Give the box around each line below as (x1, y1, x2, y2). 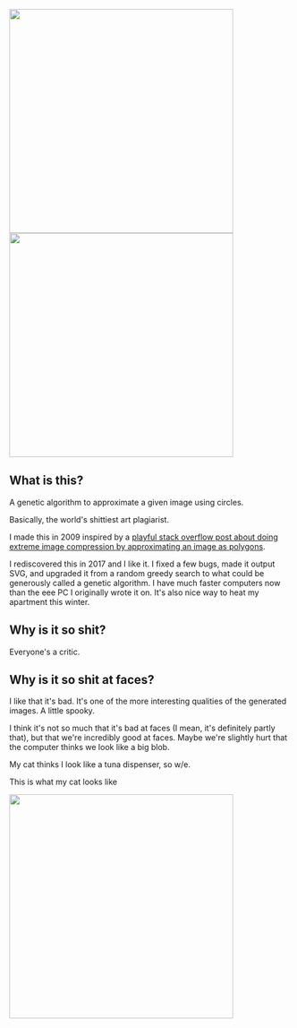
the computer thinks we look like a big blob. (9, 742, 170, 753)
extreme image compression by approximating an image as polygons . (9, 540, 266, 551)
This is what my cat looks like (9, 776, 118, 788)
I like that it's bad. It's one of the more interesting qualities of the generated (9, 695, 287, 707)
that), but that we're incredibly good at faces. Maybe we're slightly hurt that (9, 732, 288, 743)
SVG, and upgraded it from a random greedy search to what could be (9, 567, 265, 578)
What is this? (9, 473, 84, 488)
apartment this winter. (9, 596, 90, 607)
